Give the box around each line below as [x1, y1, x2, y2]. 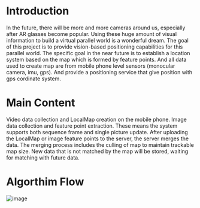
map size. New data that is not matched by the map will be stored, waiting [6, 147, 189, 155]
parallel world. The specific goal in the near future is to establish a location [6, 49, 190, 56]
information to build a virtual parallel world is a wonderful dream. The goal [6, 37, 189, 44]
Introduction [6, 4, 69, 18]
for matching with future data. [6, 154, 80, 161]
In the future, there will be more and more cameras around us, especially [6, 24, 186, 31]
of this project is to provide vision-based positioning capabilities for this [6, 43, 183, 50]
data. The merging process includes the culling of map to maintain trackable [6, 141, 195, 148]
